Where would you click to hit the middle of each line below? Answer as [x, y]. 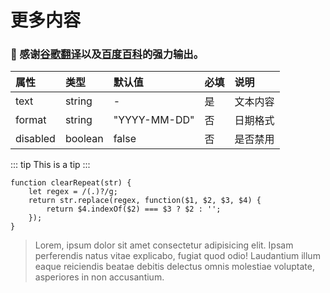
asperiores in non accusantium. [99, 277]
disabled [35, 139]
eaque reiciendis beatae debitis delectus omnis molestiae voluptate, [174, 267]
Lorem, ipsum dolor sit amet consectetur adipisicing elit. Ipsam [164, 245]
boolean [84, 139]
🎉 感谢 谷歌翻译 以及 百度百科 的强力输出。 [107, 54]
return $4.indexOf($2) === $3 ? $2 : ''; [134, 209]
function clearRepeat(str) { [71, 183]
